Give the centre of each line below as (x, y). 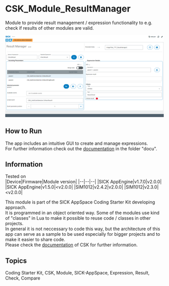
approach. (16, 208)
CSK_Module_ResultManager (68, 9)
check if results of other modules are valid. (50, 28)
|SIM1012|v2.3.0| (141, 187)
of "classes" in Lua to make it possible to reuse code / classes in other (78, 218)
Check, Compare (23, 278)
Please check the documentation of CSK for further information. (71, 245)
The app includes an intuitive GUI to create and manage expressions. (77, 143)
